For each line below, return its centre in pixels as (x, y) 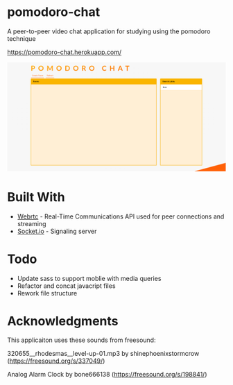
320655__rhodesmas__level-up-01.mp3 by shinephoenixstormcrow (103, 354)
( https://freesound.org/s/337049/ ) (56, 361)
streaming (32, 223)
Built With (36, 197)
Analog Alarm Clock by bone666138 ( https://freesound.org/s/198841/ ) (107, 375)
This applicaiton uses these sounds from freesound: (81, 340)
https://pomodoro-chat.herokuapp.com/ (64, 52)
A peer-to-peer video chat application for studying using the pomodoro (109, 31)
